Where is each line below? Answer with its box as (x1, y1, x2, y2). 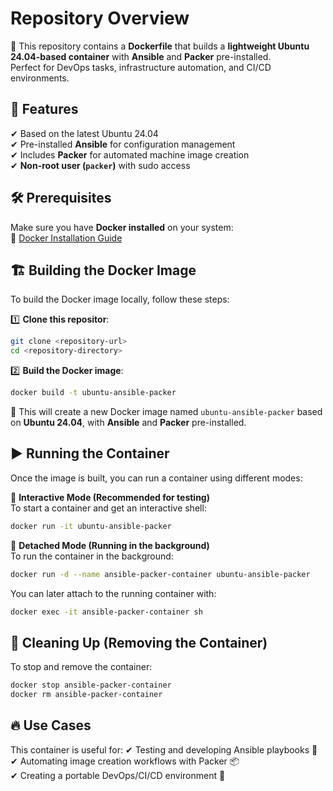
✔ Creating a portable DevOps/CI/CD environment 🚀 (10, 769, 226, 781)
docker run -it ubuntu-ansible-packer (10, 521, 172, 531)
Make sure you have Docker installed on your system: (10, 221, 234, 233)
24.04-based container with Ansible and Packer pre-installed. (10, 50, 272, 62)
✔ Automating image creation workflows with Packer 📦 (10, 755, 240, 767)
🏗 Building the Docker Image (10, 262, 197, 279)
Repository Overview (10, 7, 190, 30)
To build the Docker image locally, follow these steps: (10, 293, 230, 306)
